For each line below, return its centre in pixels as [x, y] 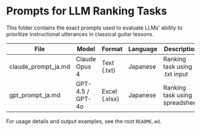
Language [143, 49]
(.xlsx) [110, 99]
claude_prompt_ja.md [40, 66]
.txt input [176, 74]
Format [112, 49]
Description [181, 49]
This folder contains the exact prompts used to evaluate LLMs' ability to [94, 28]
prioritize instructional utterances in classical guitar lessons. [80, 34]
